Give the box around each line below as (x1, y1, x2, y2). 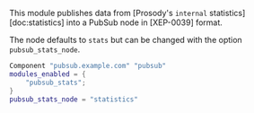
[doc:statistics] (9, 17, 65, 28)
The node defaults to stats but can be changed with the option (9, 35, 242, 45)
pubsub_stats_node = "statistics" (9, 94, 139, 104)
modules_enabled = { (9, 69, 87, 79)
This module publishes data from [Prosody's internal (9, 8, 208, 18)
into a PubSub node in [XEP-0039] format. (66, 17, 223, 28)
